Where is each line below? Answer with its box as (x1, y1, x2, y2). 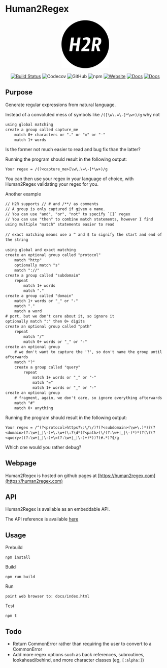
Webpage (5, 459, 37, 467)
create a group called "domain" (5, 293, 74, 299)
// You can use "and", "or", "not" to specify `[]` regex (5, 211, 130, 217)
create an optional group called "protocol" (5, 252, 101, 258)
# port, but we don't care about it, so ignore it (5, 313, 115, 319)
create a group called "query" (14, 364, 81, 370)
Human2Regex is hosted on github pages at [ (5, 473, 100, 479)
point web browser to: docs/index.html (5, 594, 90, 599)
